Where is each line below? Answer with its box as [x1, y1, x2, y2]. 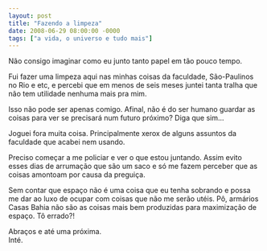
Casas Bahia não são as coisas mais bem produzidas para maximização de [8, 203, 257, 212]
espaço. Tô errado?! [8, 211, 75, 221]
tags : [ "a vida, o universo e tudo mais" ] [8, 34, 153, 43]
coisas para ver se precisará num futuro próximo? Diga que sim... [8, 113, 224, 123]
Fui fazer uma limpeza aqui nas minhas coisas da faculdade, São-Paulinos [8, 72, 254, 81]
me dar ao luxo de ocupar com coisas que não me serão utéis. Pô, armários [8, 194, 259, 204]
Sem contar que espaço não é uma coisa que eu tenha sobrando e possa [8, 186, 251, 195]
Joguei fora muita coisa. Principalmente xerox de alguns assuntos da [8, 129, 237, 138]
